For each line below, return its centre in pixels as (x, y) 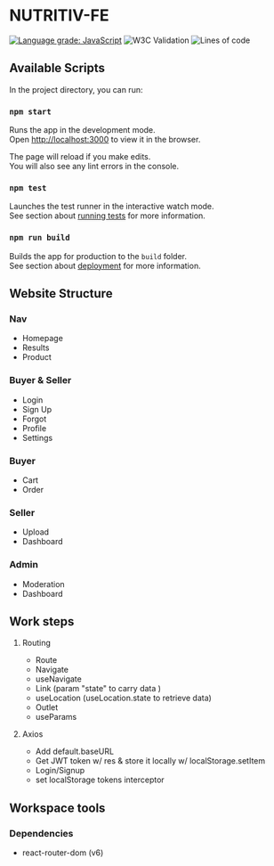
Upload (36, 532)
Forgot (34, 419)
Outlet (47, 707)
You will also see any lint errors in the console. (94, 167)
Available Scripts (57, 68)
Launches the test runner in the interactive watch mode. (112, 207)
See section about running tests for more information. (108, 216)
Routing (36, 643)
